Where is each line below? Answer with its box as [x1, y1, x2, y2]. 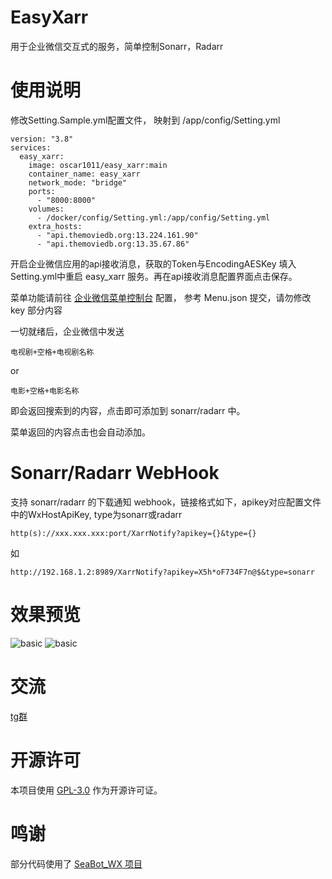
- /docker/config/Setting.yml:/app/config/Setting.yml [36, 212, 271, 223]
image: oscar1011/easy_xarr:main [28, 160, 168, 170]
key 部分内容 [10, 304, 63, 316]
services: [10, 142, 52, 153]
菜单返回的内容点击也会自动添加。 [10, 426, 151, 438]
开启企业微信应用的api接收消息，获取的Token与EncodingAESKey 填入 [10, 257, 297, 270]
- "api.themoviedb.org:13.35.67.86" [36, 239, 190, 249]
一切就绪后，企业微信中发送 [10, 325, 125, 337]
